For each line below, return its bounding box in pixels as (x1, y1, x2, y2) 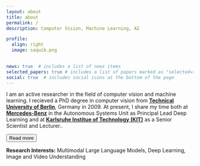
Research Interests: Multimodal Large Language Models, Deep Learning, (6, 147, 186, 154)
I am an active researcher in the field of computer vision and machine (6, 90, 177, 98)
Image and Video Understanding (6, 153, 86, 161)
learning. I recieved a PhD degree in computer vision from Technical (6, 97, 174, 104)
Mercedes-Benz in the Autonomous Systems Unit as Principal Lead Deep (6, 109, 187, 117)
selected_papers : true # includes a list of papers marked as (6, 69, 164, 75)
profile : (6, 36, 28, 42)
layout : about (6, 8, 42, 15)
